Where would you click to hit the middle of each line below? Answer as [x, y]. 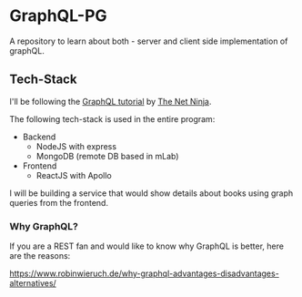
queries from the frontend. [59, 202]
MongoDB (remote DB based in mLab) [107, 156]
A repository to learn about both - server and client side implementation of [149, 41]
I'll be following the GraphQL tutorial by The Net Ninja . [111, 101]
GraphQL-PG [58, 16]
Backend [39, 137]
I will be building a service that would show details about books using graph [151, 193]
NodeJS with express [76, 146]
